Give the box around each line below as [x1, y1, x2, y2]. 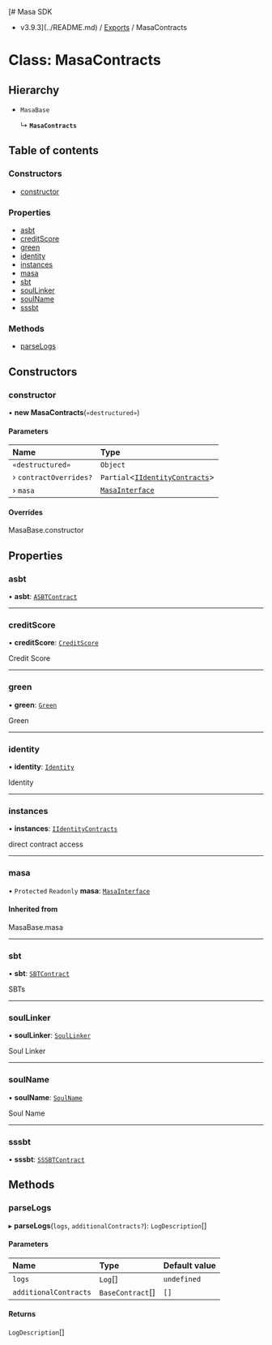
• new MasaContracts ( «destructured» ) [8, 407, 140, 417]
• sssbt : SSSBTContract [8, 1154, 85, 1164]
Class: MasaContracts [8, 51, 162, 70]
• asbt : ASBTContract [8, 592, 78, 602]
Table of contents [8, 143, 99, 157]
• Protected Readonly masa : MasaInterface [8, 885, 151, 895]
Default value [163, 1260, 216, 1271]
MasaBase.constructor [8, 525, 84, 535]
